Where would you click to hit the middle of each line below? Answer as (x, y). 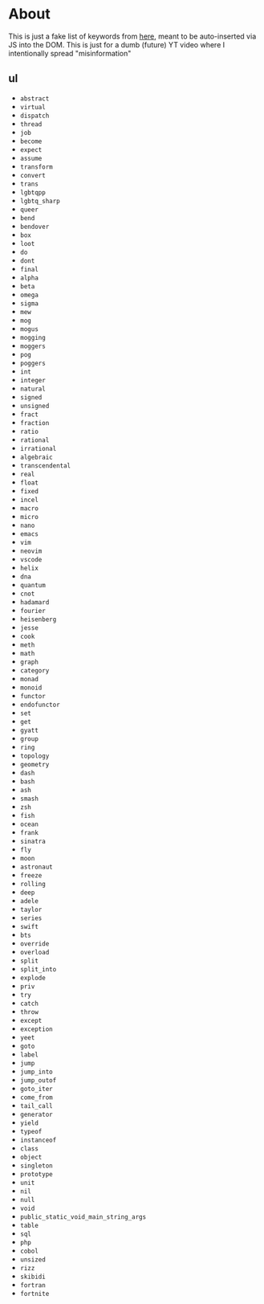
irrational (38, 448)
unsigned (35, 406)
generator (37, 1114)
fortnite (35, 1294)
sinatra (32, 841)
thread (31, 124)
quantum (32, 585)
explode (32, 978)
